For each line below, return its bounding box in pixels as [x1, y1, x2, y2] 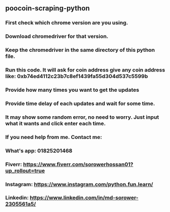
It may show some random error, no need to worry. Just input [5, 114, 159, 121]
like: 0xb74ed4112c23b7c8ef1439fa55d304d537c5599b [5, 73, 149, 80]
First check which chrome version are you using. [5, 19, 128, 26]
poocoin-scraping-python [5, 4, 90, 13]
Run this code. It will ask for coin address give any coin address [5, 66, 165, 74]
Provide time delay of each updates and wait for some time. [5, 100, 155, 107]
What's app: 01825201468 [5, 147, 73, 154]
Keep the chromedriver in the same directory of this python [5, 47, 155, 54]
